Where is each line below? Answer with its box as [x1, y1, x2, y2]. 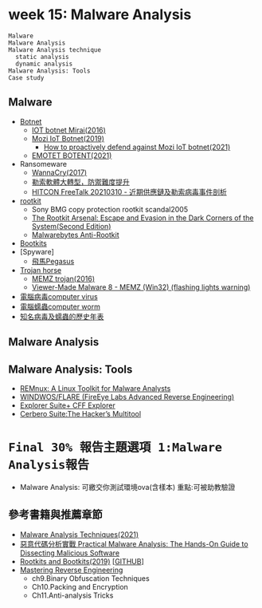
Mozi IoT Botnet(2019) [31, 133, 105, 143]
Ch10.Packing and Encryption [31, 582, 129, 591]
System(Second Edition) [31, 221, 111, 231]
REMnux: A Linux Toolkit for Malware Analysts [19, 383, 171, 393]
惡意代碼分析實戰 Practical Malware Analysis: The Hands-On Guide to [19, 539, 248, 548]
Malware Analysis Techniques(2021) [19, 529, 139, 539]
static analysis [15, 53, 69, 61]
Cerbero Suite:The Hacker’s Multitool [19, 409, 142, 418]
